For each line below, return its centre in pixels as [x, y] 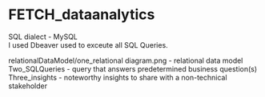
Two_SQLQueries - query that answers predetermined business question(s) [133, 68]
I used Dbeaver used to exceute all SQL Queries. [88, 45]
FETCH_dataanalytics [82, 15]
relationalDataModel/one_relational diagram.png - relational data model [126, 60]
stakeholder [28, 86]
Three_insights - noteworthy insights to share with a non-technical [118, 77]
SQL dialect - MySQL [43, 37]
